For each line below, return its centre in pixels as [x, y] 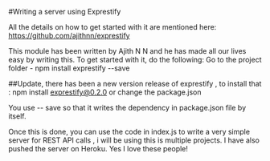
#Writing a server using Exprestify [65, 12]
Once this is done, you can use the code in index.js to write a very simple [129, 132]
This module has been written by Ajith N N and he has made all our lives [127, 51]
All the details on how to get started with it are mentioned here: [112, 27]
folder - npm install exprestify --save [69, 68]
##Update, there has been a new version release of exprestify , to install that [135, 84]
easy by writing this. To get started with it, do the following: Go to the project [135, 60]
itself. [17, 116]
